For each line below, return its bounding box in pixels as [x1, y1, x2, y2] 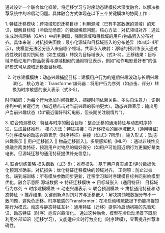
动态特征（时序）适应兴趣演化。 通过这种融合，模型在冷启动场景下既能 [13, 210, 157, 216]
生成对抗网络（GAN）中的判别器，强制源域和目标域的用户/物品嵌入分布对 [5, 33, 154, 39]
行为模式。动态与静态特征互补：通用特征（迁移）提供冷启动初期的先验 [9, 204, 151, 210]
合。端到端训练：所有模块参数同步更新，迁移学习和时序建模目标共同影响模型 [5, 174, 160, 179]
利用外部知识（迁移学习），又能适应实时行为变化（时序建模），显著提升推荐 [5, 216, 156, 222]
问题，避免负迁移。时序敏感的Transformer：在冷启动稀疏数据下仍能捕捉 [9, 198, 155, 204]
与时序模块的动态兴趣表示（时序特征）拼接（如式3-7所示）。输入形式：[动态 [5, 132, 158, 138]
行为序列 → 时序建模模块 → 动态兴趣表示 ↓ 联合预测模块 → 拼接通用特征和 [5, 186, 156, 191]
